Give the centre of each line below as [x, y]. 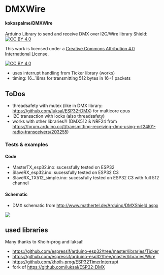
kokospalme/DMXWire [29, 23]
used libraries [27, 230]
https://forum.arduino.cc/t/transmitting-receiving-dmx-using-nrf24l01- [84, 127]
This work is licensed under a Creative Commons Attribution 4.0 [70, 49]
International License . [27, 54]
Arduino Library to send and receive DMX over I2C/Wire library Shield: [76, 34]
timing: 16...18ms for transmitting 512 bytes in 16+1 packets [71, 78]
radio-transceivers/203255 [40, 132]
